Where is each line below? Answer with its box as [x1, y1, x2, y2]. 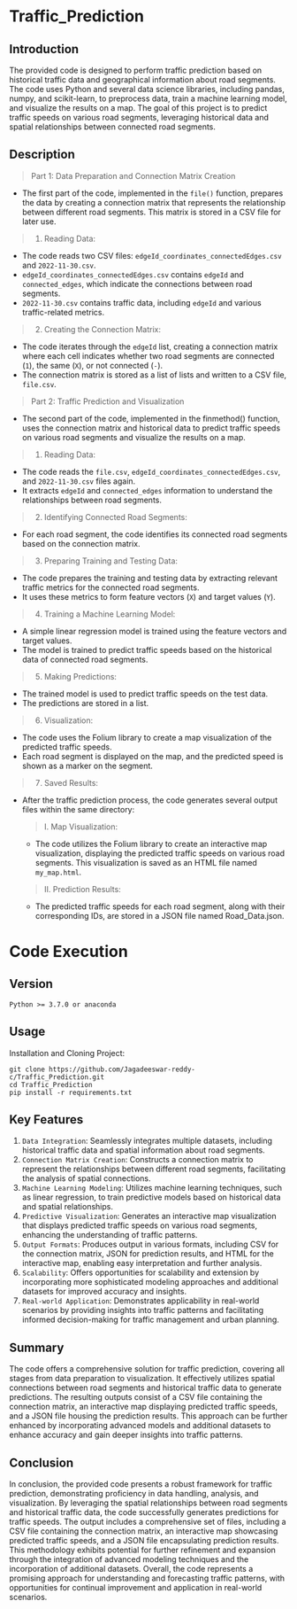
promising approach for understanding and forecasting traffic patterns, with [9, 1573, 286, 1583]
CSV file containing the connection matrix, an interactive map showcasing [9, 1526, 278, 1536]
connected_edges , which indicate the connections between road [21, 278, 253, 289]
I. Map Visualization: [43, 821, 118, 832]
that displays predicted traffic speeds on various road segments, [21, 1220, 258, 1231]
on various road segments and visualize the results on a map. [21, 431, 246, 442]
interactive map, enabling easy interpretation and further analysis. [21, 1258, 263, 1269]
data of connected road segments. [21, 654, 148, 665]
